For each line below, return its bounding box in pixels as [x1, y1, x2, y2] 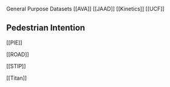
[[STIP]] [6, 62, 26, 69]
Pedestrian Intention [6, 23, 86, 33]
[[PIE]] [6, 39, 22, 46]
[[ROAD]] [6, 50, 29, 58]
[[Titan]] [6, 74, 27, 82]
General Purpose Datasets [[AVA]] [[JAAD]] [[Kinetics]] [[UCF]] [6, 5, 165, 12]
